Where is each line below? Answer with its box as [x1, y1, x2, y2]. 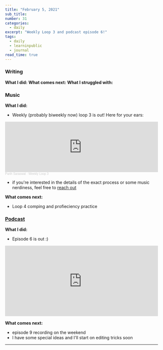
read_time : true [5, 52, 38, 57]
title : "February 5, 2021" [5, 7, 60, 12]
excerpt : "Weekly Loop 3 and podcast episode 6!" [5, 30, 108, 35]
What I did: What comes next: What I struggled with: [5, 79, 113, 85]
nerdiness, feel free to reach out [12, 184, 77, 190]
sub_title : [5, 12, 27, 17]
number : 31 [5, 16, 27, 21]
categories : [5, 20, 29, 26]
